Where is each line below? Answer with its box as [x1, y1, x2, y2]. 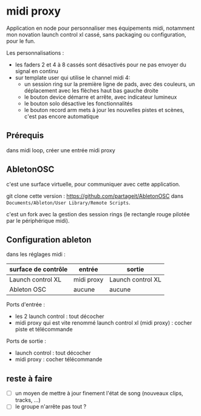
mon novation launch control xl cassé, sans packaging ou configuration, [6, 30, 186, 38]
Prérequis [6, 130, 44, 141]
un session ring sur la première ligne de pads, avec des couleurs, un [24, 80, 196, 88]
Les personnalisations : [6, 49, 64, 56]
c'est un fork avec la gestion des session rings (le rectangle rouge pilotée [6, 210, 190, 217]
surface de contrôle [9, 265, 68, 273]
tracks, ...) [15, 397, 41, 404]
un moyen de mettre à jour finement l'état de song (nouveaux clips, [15, 390, 183, 397]
